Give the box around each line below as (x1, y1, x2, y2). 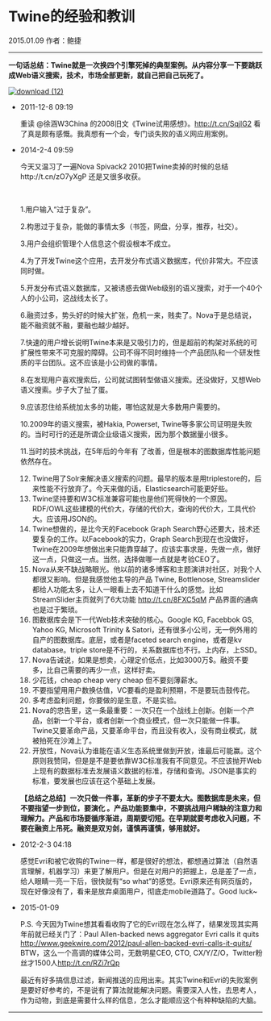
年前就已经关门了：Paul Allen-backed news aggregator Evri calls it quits (19, 929, 260, 939)
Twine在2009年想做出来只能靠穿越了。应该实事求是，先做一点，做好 (31, 544, 261, 553)
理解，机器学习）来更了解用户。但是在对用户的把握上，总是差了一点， (27, 866, 261, 876)
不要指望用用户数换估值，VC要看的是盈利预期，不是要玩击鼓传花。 (31, 685, 255, 694)
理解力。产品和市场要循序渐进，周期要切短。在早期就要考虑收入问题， (19, 813, 254, 823)
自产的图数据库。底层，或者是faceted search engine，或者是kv (31, 635, 242, 644)
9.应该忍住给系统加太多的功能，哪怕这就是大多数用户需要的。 (19, 402, 225, 411)
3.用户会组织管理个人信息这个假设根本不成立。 (19, 239, 176, 248)
